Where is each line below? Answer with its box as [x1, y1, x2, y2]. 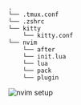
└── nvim [8, 38, 38, 46]
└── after [22, 46, 56, 54]
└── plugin [22, 74, 59, 82]
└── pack [22, 67, 52, 75]
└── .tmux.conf [8, 10, 59, 18]
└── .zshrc [8, 18, 45, 26]
